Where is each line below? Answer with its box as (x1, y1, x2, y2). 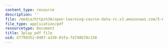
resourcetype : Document (5, 26, 55, 31)
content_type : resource (5, 7, 55, 12)
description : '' (5, 12, 39, 17)
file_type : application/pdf (5, 21, 64, 26)
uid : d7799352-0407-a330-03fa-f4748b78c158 (5, 35, 97, 40)
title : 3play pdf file (5, 30, 52, 35)
